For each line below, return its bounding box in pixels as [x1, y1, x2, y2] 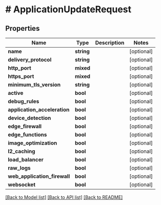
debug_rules [8, 98, 39, 105]
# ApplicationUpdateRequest [5, 4, 132, 15]
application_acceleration [8, 106, 70, 113]
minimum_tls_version [8, 81, 61, 88]
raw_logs [8, 165, 31, 171]
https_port [8, 73, 34, 80]
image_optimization [8, 139, 57, 147]
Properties [5, 24, 40, 33]
